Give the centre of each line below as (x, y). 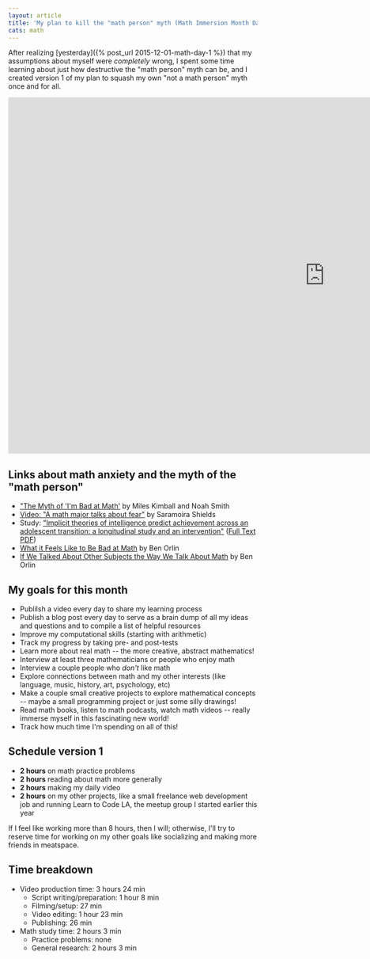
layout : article (35, 15)
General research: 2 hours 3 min (84, 948)
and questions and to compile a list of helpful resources (110, 626)
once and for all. (35, 86)
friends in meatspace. (43, 845)
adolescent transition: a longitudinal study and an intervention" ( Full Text (138, 531)
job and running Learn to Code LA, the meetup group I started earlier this (138, 804)
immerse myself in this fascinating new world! (94, 718)
